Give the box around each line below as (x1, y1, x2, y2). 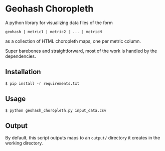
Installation (5, 68, 41, 76)
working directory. (5, 140, 43, 146)
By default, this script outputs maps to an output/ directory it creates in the (5, 135, 160, 141)
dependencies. (5, 53, 36, 59)
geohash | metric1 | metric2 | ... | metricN (5, 29, 102, 34)
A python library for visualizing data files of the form (5, 20, 113, 26)
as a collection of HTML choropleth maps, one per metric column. (5, 38, 141, 44)
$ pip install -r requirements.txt (5, 81, 80, 86)
